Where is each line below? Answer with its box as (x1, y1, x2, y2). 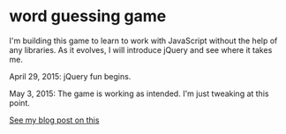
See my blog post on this (9, 115, 100, 125)
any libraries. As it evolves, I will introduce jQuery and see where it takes (9, 44, 273, 55)
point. (9, 97, 31, 108)
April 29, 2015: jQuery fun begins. (9, 71, 132, 81)
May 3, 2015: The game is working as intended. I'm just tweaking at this (9, 88, 269, 99)
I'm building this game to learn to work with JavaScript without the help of (9, 35, 278, 46)
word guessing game (9, 6, 167, 26)
